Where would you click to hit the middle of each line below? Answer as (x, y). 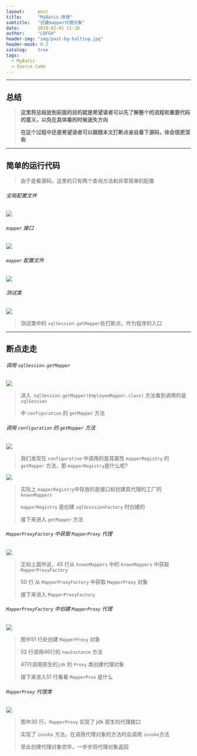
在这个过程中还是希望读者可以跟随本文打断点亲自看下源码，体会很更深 (105, 132)
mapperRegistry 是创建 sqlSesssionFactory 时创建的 (83, 506)
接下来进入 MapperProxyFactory (58, 594)
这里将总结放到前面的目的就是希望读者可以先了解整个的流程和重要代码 (105, 112)
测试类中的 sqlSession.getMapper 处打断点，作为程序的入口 (91, 323)
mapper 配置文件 (25, 260)
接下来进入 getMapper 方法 (52, 519)
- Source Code (28, 66)
